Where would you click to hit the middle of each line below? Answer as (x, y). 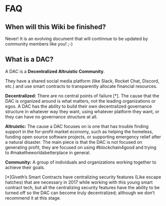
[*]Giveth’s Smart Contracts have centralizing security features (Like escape (83, 177)
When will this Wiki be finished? (55, 27)
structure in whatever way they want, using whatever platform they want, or (82, 111)
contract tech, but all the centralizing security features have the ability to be (83, 187)
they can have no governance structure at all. (52, 117)
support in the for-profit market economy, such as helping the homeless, (79, 131)
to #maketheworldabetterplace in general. (48, 152)
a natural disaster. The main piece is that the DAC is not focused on (74, 142)
